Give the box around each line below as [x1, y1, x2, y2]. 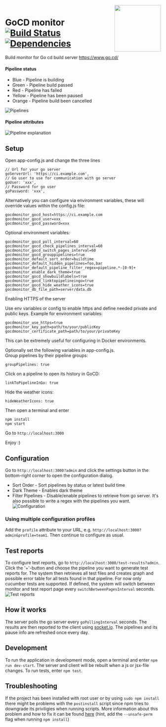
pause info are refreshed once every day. [5, 629, 89, 635]
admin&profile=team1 [5, 533, 48, 538]
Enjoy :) [5, 440, 21, 446]
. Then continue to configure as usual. [47, 532, 124, 538]
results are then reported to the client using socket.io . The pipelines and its [5, 624, 158, 630]
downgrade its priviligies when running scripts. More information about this [5, 706, 158, 712]
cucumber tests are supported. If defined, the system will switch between [5, 581, 155, 587]
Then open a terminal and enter [5, 407, 69, 413]
